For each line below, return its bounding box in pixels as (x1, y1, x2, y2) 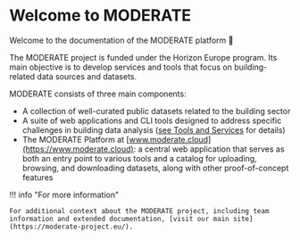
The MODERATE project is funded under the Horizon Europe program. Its (9, 52, 278, 62)
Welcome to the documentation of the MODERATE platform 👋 (9, 35, 234, 46)
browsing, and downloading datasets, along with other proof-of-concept (21, 162, 289, 173)
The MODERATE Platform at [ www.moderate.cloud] (21, 134, 212, 145)
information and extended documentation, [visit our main (9, 214, 229, 223)
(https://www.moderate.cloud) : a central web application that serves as (21, 144, 285, 154)
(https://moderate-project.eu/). (9, 222, 134, 231)
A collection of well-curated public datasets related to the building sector (21, 105, 291, 116)
